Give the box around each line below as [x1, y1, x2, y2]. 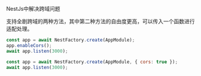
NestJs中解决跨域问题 [6, 5, 61, 12]
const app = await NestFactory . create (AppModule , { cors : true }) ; [6, 59, 178, 65]
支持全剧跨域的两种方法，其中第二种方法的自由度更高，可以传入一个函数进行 [6, 18, 195, 25]
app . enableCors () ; [6, 42, 52, 49]
